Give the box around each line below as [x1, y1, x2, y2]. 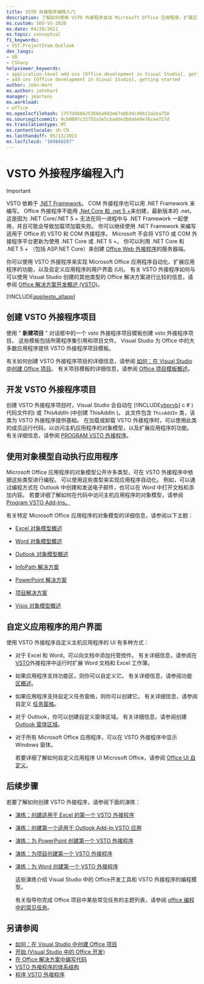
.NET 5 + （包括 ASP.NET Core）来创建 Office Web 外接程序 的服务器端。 [6, 245, 189, 252]
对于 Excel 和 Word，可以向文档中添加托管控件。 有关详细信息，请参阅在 [15, 652, 197, 659]
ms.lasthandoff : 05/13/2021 [6, 133, 78, 140]
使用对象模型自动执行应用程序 [6, 451, 118, 462]
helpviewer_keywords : [6, 65, 61, 72]
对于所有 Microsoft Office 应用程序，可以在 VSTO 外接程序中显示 [15, 733, 177, 741]
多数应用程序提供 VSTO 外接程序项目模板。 [6, 344, 114, 352]
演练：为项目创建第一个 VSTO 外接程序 [15, 850, 113, 857]
